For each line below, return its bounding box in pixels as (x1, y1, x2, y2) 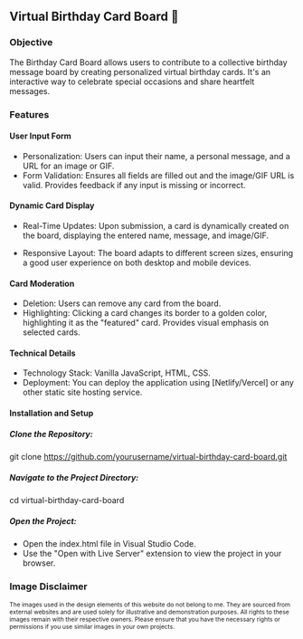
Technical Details (9, 348, 76, 358)
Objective (9, 36, 53, 49)
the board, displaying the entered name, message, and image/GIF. (22, 230, 270, 241)
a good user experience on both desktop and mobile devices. (22, 257, 251, 268)
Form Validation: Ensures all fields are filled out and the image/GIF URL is (22, 169, 295, 181)
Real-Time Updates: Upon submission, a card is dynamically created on (22, 221, 289, 232)
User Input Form (9, 130, 72, 141)
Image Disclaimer (9, 580, 88, 593)
